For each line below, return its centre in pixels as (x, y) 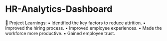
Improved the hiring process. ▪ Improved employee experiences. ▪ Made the (83, 28)
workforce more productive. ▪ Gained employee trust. (60, 33)
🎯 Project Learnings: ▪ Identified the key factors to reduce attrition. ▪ (76, 23)
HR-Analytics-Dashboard (59, 9)
